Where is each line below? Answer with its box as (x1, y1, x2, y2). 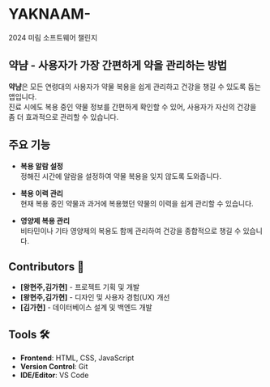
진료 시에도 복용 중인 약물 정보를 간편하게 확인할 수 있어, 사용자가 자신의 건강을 (8, 102, 257, 112)
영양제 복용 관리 (19, 215, 71, 225)
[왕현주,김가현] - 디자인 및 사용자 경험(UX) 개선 (19, 292, 170, 302)
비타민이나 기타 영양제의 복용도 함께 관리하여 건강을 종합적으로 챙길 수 (19, 226, 242, 236)
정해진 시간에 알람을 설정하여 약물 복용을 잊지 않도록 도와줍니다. (19, 171, 221, 181)
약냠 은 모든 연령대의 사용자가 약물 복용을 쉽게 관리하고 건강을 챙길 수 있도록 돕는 (8, 82, 262, 91)
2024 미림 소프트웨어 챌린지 (8, 32, 98, 42)
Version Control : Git (19, 362, 88, 372)
